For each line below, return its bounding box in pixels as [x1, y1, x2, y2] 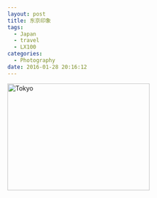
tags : [7, 24, 23, 31]
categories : [7, 51, 43, 58]
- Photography [13, 57, 55, 64]
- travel [13, 37, 40, 44]
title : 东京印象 [7, 17, 51, 24]
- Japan [13, 30, 37, 38]
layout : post [7, 10, 46, 18]
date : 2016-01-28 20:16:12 [7, 63, 87, 71]
